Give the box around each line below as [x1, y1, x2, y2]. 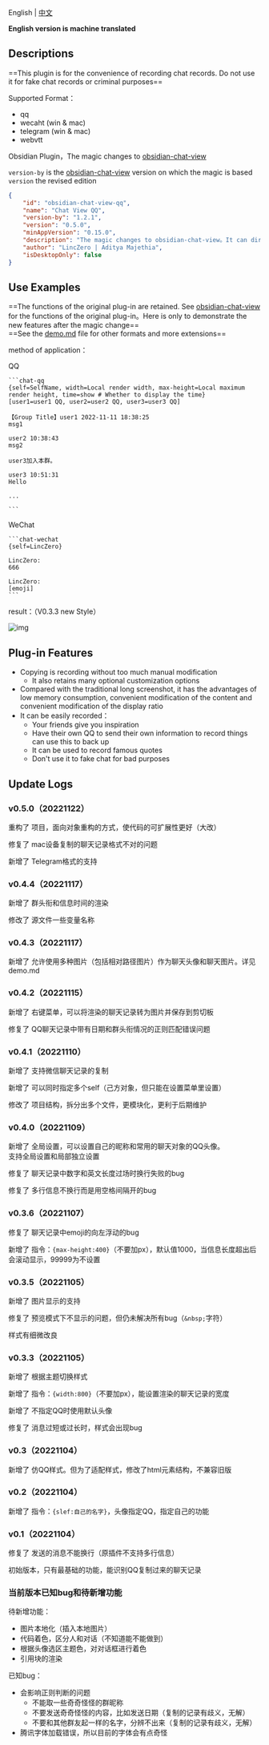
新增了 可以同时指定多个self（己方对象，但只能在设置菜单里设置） [8, 1083, 227, 1093]
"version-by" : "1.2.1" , [22, 214, 102, 222]
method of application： [8, 345, 88, 355]
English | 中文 [8, 8, 54, 17]
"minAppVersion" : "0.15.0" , [22, 228, 116, 237]
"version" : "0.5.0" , [22, 221, 91, 229]
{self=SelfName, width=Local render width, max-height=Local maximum [8, 384, 246, 392]
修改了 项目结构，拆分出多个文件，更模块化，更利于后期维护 [8, 1100, 207, 1110]
